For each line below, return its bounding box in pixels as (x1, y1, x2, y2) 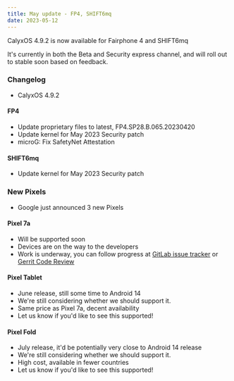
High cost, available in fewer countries (17, 358, 129, 367)
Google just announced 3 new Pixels (17, 203, 124, 211)
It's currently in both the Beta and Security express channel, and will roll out (7, 50, 228, 58)
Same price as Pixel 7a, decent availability (17, 304, 140, 312)
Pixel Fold (7, 327, 37, 336)
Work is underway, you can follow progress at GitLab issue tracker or (17, 249, 218, 258)
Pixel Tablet (7, 273, 42, 282)
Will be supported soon (17, 235, 86, 243)
